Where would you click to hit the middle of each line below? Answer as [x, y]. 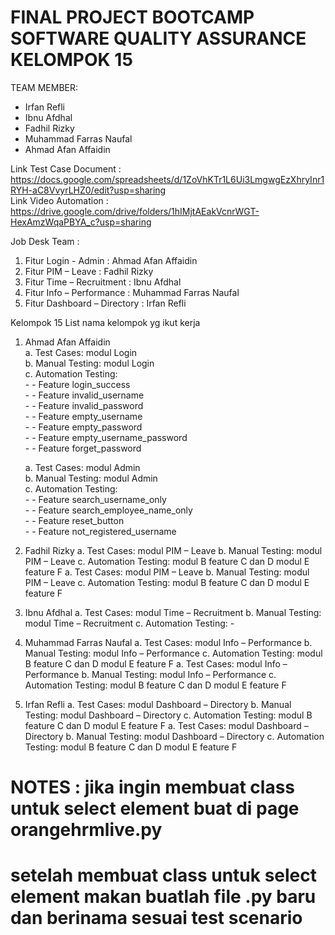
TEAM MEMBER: [44, 87]
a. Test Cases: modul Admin [82, 467]
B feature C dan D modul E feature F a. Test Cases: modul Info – [156, 663]
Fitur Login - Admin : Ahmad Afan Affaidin [111, 260]
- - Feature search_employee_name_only [108, 510]
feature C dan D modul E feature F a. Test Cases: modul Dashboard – [166, 725]
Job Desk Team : [45, 241]
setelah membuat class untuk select [164, 875]
